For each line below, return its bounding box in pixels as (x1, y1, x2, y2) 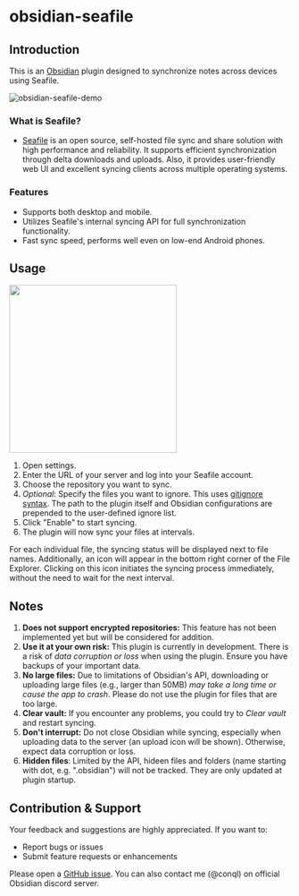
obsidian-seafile (9, 6, 134, 27)
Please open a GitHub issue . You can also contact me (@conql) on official (9, 868, 280, 879)
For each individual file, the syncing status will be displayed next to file (9, 544, 270, 555)
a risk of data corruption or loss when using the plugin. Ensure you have (21, 651, 288, 661)
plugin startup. (21, 774, 77, 785)
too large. (21, 698, 58, 709)
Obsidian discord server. (9, 878, 100, 889)
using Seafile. (9, 75, 60, 86)
